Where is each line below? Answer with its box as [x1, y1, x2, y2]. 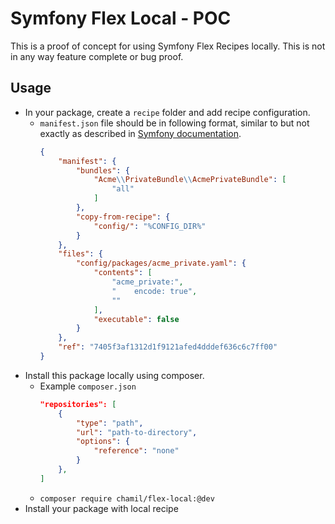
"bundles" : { [75, 165, 130, 176]
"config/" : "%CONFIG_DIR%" [93, 221, 207, 231]
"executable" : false [93, 314, 180, 324]
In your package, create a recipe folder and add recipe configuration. [24, 106, 311, 118]
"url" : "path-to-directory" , [75, 427, 198, 437]
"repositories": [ [39, 399, 117, 409]
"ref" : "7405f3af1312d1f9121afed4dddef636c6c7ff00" [58, 342, 278, 352]
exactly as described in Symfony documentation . [39, 127, 242, 139]
